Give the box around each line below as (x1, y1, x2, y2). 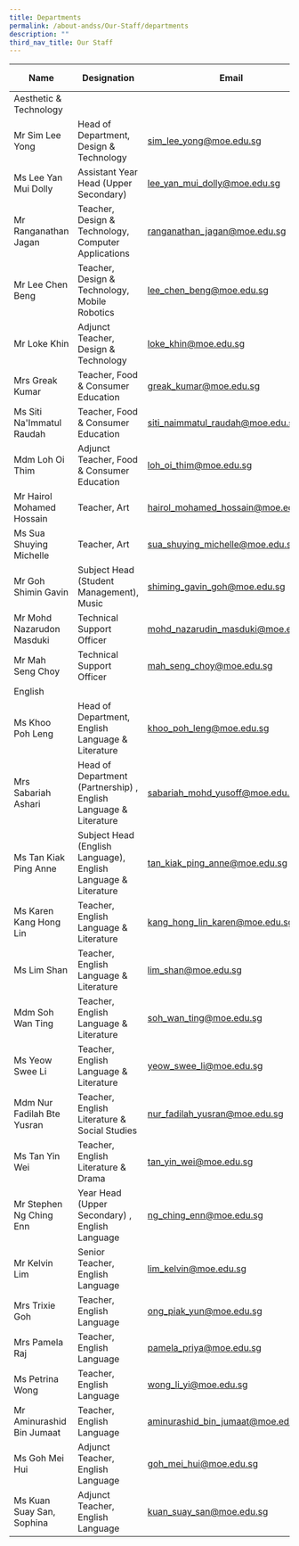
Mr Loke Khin (13, 338, 69, 350)
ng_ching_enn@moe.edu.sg (147, 1209, 264, 1221)
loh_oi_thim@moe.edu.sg (147, 459, 253, 472)
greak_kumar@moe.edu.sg (147, 380, 261, 392)
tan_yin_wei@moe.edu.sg (147, 1155, 254, 1168)
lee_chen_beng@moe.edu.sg (147, 284, 269, 297)
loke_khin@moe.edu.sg (147, 338, 246, 350)
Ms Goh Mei (13, 1452, 65, 1465)
